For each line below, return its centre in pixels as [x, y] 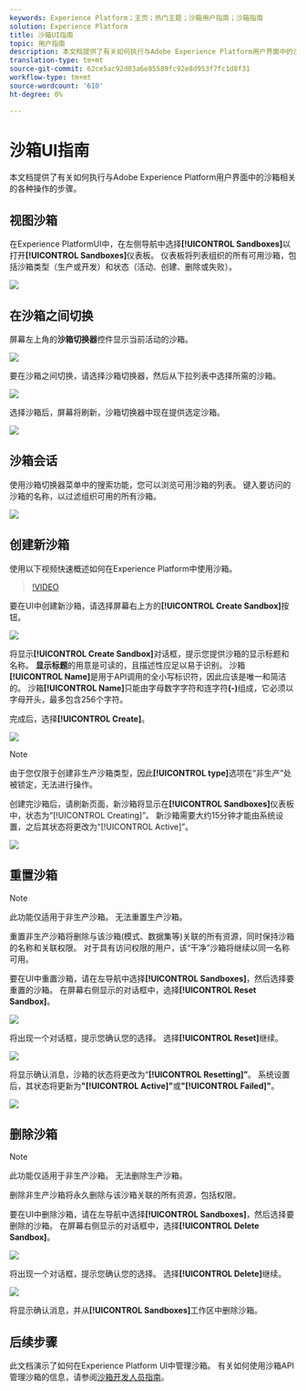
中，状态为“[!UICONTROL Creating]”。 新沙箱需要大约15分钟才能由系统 [143, 815]
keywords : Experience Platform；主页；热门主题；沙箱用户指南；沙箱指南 [137, 18]
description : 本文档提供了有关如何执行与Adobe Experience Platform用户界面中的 [151, 52]
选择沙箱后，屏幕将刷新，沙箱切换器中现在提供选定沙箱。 [117, 413]
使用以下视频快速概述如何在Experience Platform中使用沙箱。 [123, 568]
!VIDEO [45, 586]
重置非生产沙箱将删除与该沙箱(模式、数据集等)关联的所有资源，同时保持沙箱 [152, 936]
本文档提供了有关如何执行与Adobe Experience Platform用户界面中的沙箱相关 [153, 177]
